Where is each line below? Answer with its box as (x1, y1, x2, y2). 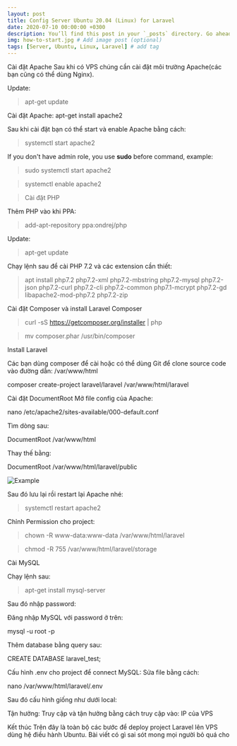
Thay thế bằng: (7, 449, 51, 457)
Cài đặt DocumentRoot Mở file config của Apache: (7, 394, 154, 402)
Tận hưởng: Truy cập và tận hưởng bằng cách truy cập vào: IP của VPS (7, 709, 214, 718)
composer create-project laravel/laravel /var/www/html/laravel (7, 380, 189, 389)
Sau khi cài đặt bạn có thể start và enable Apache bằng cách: (7, 125, 186, 133)
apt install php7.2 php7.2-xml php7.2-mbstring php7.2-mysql (24, 276, 200, 284)
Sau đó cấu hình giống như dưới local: (7, 696, 118, 704)
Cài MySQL (7, 559, 40, 566)
